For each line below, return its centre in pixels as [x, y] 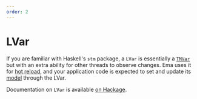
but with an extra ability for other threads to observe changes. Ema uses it [99, 65]
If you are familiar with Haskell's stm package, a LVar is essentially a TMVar [98, 59]
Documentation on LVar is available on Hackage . [67, 89]
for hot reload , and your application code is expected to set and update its [99, 71]
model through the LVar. [36, 78]
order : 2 [17, 12]
